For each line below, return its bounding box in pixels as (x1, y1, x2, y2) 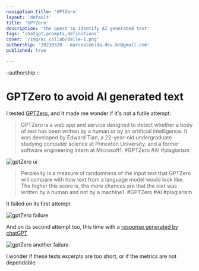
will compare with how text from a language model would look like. (20, 176, 184, 183)
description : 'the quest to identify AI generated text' (6, 25, 150, 32)
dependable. (6, 258, 37, 266)
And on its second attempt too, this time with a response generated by (6, 223, 178, 230)
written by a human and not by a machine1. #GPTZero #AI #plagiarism (20, 188, 192, 195)
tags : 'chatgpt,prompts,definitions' (6, 31, 100, 37)
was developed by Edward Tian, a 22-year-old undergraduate (20, 133, 172, 141)
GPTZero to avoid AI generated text (6, 90, 184, 103)
